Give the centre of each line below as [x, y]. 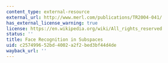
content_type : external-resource [48, 12]
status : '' [20, 34]
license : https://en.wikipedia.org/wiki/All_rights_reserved [84, 28]
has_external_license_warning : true [52, 23]
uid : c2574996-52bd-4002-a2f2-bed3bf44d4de [61, 46]
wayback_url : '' [26, 51]
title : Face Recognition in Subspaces [55, 40]
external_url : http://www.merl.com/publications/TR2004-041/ [84, 17]
